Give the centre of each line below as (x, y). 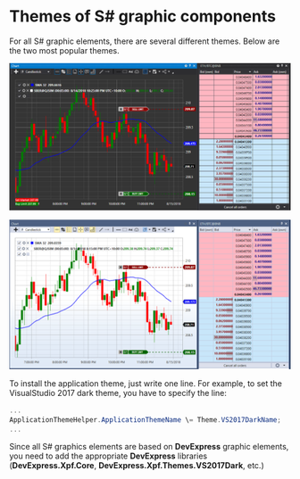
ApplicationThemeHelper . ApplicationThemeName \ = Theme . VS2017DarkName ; (145, 420)
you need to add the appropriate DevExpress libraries (108, 456)
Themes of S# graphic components (143, 17)
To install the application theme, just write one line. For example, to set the (146, 383)
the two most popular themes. (64, 50)
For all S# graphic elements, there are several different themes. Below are (145, 41)
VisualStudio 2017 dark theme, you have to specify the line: (118, 392)
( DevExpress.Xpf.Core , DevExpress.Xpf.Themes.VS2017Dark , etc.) (137, 465)
